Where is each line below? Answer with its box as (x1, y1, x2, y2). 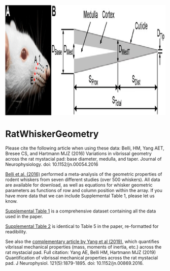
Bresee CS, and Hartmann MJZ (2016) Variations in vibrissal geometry (5, 150, 152, 157)
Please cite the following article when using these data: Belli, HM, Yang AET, (5, 145, 165, 151)
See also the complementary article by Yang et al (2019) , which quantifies (5, 238, 159, 245)
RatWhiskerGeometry (5, 128, 99, 140)
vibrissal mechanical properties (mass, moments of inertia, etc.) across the (5, 244, 162, 250)
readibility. (5, 228, 27, 234)
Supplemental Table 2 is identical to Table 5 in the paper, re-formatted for (5, 223, 159, 229)
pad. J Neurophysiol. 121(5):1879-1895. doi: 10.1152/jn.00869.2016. (5, 260, 144, 266)
